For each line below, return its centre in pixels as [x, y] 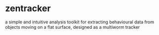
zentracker [28, 9]
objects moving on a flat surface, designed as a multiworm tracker [73, 27]
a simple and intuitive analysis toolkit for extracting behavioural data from [80, 22]
